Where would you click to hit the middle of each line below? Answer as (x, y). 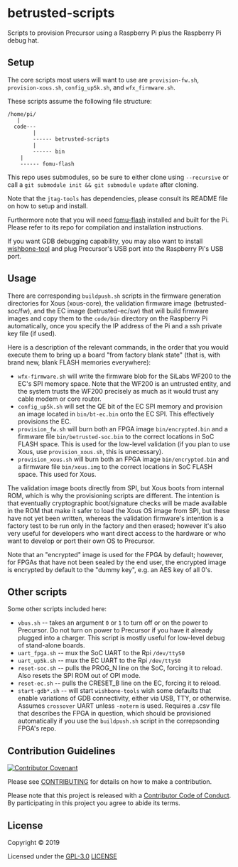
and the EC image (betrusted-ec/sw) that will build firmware (121, 311)
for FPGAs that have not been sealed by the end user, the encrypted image (117, 562)
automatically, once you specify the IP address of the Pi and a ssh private (115, 325)
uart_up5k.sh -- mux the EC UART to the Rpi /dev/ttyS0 (99, 661)
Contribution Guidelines (61, 751)
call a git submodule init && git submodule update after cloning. (103, 184)
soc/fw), (20, 311)
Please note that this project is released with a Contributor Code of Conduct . (119, 796)
